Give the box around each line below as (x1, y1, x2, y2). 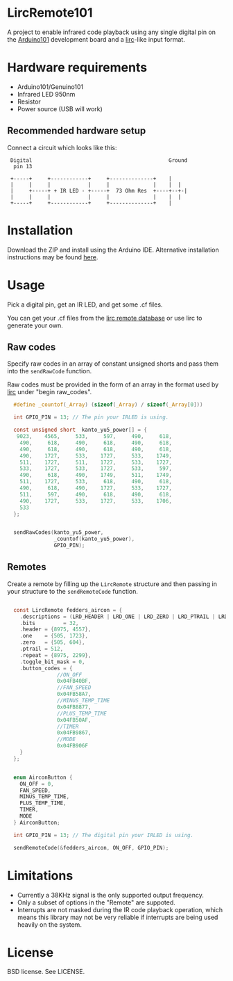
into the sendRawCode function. (7, 367, 92, 375)
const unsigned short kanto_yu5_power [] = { (13, 426, 148, 434)
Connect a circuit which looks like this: (7, 143, 117, 152)
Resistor (17, 97, 42, 106)
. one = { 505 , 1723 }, (19, 633, 89, 640)
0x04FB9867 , (56, 729, 92, 736)
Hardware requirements (7, 60, 148, 76)
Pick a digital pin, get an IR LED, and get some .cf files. (7, 300, 163, 309)
